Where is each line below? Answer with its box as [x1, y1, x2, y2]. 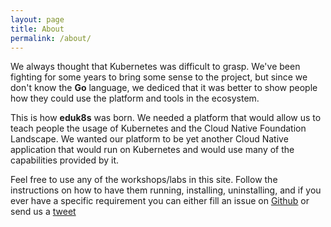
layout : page [10, 14, 65, 25]
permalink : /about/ [10, 33, 92, 43]
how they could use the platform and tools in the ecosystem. [10, 92, 260, 105]
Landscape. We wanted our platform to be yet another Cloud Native [10, 133, 289, 145]
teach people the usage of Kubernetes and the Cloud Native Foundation [10, 122, 307, 135]
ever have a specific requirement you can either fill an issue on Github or [10, 195, 310, 207]
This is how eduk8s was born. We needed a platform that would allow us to [10, 112, 322, 124]
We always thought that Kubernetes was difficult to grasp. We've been [10, 61, 301, 73]
